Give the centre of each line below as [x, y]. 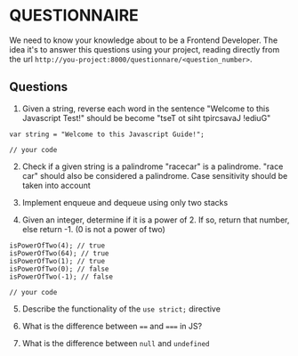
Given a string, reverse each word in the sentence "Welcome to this [145, 109]
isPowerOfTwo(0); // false [59, 269]
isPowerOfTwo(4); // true [57, 246]
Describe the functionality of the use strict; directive [121, 309]
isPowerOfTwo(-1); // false [61, 277]
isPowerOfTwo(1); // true [57, 261]
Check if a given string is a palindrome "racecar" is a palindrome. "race [153, 166]
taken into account [56, 185]
